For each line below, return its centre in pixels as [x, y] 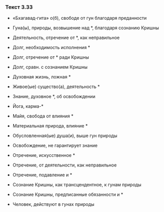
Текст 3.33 [19, 7]
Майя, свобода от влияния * [43, 116]
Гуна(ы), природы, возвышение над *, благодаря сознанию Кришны [86, 28]
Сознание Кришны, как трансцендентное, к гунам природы [77, 185]
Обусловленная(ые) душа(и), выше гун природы [65, 136]
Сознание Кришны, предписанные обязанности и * [68, 195]
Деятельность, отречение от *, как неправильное [66, 38]
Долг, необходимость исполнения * [51, 48]
